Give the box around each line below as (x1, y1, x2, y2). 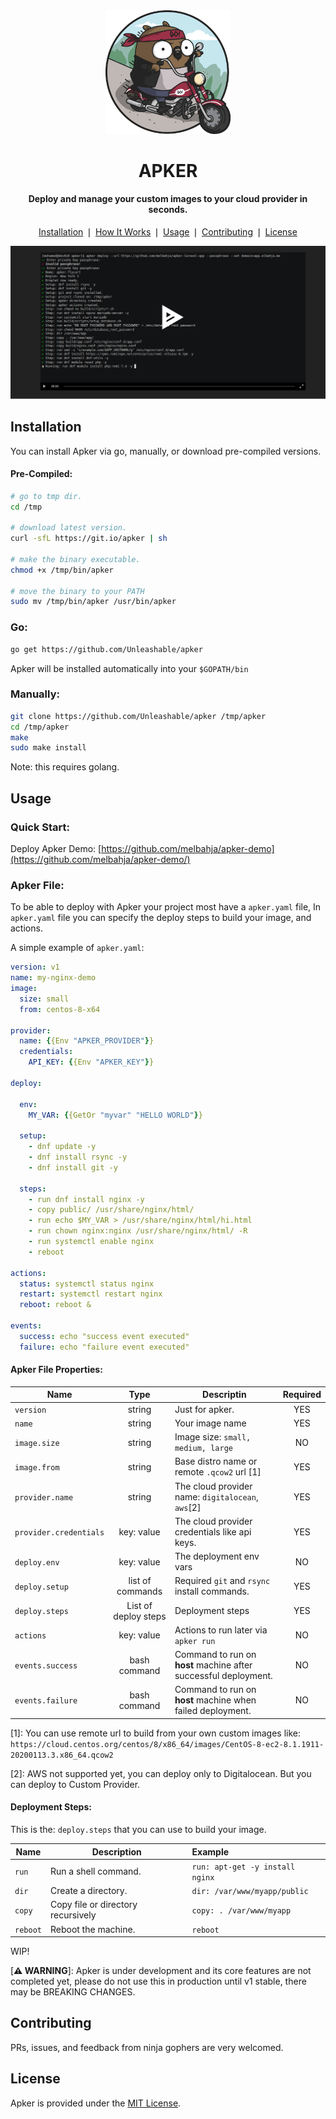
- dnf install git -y (28, 1162, 118, 1173)
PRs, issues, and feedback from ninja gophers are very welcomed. (10, 2041, 284, 2053)
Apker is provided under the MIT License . (10, 2097, 182, 2109)
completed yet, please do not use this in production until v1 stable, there (10, 1975, 307, 1988)
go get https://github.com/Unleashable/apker (10, 644, 203, 654)
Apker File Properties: (10, 1364, 103, 1376)
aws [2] (174, 1501, 202, 1513)
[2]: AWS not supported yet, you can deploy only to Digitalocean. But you (10, 1767, 312, 1779)
